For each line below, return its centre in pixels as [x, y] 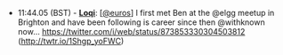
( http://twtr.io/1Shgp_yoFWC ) [71, 41]
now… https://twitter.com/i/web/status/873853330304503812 [131, 31]
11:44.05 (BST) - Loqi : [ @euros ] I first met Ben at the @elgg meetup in [146, 13]
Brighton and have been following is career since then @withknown [141, 22]
